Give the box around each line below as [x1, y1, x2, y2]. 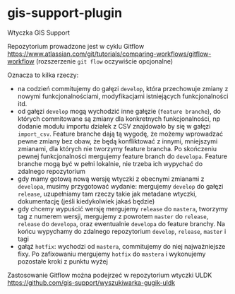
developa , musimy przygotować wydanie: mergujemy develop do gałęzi [17, 182, 224, 190]
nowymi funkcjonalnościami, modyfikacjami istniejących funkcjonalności [17, 92, 229, 100]
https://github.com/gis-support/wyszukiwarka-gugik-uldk [7, 278, 175, 287]
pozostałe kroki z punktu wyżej [17, 257, 108, 266]
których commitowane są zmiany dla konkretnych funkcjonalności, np [17, 114, 221, 123]
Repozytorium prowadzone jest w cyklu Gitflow [7, 42, 145, 50]
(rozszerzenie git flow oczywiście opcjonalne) [35, 57, 174, 65]
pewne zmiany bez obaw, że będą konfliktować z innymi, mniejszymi [17, 136, 218, 146]
